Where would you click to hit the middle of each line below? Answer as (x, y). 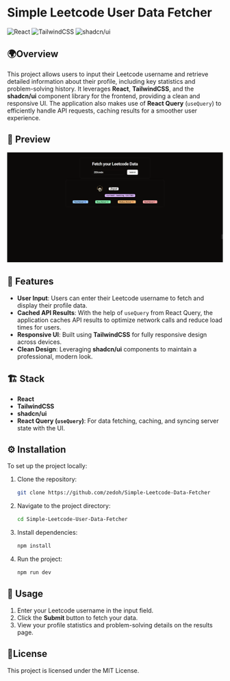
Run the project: (40, 559)
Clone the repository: (47, 479)
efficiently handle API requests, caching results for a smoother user (102, 111)
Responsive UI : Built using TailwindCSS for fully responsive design (112, 334)
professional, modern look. (55, 356)
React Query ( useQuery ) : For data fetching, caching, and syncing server (118, 421)
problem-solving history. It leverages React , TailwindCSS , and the (101, 89)
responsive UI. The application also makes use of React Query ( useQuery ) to (114, 103)
